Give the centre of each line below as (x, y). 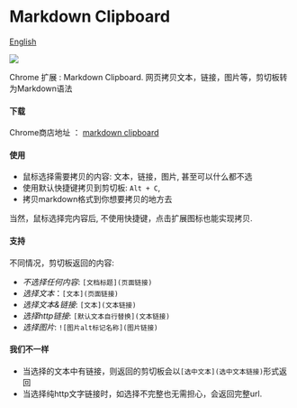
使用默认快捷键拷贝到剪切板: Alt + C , (91, 188)
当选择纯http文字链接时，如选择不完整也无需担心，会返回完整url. (142, 394)
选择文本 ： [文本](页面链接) (70, 293)
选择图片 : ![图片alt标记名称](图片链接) (90, 327)
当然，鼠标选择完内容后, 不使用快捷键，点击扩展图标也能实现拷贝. (131, 218)
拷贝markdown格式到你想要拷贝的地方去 (97, 199)
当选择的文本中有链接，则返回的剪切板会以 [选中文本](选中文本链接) (143, 371)
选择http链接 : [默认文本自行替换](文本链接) (96, 315)
